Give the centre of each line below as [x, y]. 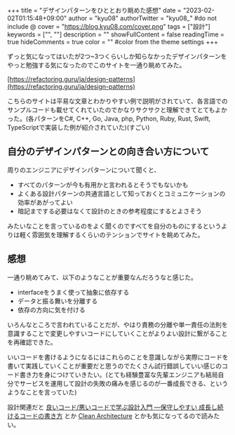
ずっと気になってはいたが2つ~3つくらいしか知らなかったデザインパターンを [117, 56]
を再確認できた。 [32, 342]
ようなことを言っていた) [42, 392]
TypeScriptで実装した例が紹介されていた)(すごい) [79, 127]
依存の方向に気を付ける [51, 309]
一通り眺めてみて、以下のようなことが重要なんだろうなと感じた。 [102, 277]
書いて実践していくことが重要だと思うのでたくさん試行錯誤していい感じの [115, 366]
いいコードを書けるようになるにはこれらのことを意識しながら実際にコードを [118, 357]
